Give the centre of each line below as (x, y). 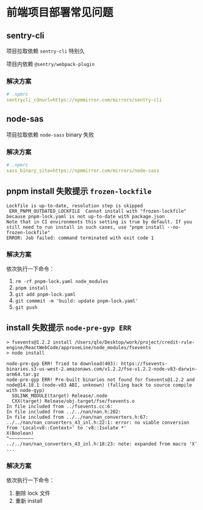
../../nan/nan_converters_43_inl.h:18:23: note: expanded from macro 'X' (102, 444)
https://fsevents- (144, 364)
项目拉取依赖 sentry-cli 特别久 (46, 51)
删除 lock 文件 (33, 493)
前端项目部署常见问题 (60, 13)
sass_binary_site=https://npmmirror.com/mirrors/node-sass (83, 171)
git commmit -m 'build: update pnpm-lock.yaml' (77, 301)
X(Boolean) (20, 433)
